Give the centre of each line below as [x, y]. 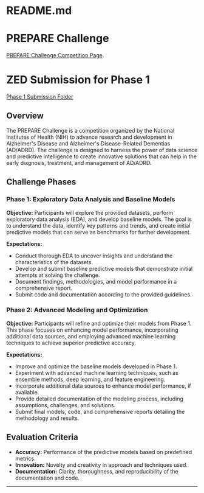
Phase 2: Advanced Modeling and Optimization [77, 310]
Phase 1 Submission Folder [40, 97]
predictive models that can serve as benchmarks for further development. [99, 232]
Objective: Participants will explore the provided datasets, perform [90, 212]
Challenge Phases [41, 182]
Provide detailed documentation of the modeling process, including [99, 399]
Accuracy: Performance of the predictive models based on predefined [104, 452]
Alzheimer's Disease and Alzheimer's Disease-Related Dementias [88, 143]
